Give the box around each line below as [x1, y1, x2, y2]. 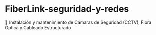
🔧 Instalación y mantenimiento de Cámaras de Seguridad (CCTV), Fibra [5, 19, 152, 25]
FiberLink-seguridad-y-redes [5, 3, 129, 15]
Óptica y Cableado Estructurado [5, 24, 71, 30]
